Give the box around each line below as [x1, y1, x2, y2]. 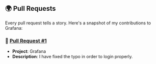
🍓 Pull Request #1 [5, 37, 47, 44]
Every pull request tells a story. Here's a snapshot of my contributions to [5, 20, 151, 26]
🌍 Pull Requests [5, 4, 56, 13]
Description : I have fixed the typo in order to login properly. [12, 54, 133, 60]
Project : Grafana [12, 48, 46, 54]
